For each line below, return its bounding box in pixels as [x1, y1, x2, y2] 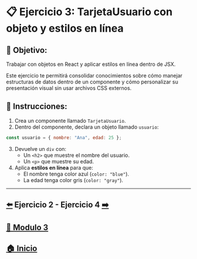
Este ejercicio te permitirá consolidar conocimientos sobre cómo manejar [6, 72, 183, 79]
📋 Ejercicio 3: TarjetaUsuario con [6, 5, 173, 19]
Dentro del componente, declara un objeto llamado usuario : [14, 123, 159, 130]
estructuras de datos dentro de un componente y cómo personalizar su [6, 78, 179, 85]
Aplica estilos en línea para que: [14, 164, 94, 171]
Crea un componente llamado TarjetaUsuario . [14, 117, 126, 124]
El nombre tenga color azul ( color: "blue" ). [23, 170, 130, 177]
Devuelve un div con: [14, 145, 66, 152]
